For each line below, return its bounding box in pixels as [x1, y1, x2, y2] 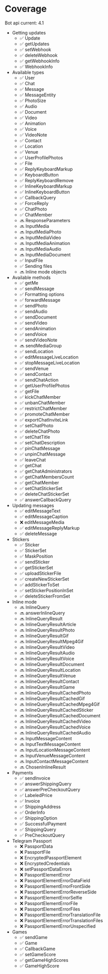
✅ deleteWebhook [19, 52, 58, 58]
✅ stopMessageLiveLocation [19, 360, 80, 366]
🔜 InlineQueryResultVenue [19, 673, 76, 679]
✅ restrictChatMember [19, 405, 67, 411]
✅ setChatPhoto [19, 422, 54, 429]
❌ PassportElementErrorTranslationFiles [19, 917, 103, 923]
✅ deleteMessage [19, 531, 57, 537]
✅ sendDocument [19, 314, 57, 320]
